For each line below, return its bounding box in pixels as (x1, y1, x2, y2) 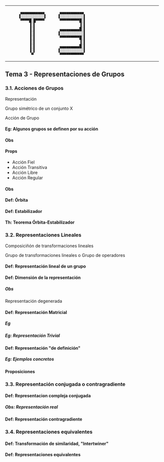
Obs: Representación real (5, 404, 58, 410)
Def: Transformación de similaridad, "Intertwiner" (5, 441, 109, 446)
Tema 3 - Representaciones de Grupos (5, 70, 124, 79)
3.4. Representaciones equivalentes (5, 428, 93, 435)
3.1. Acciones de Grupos (5, 85, 64, 92)
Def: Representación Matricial (5, 309, 67, 315)
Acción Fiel (12, 159, 35, 165)
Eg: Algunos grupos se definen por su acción (5, 126, 99, 132)
